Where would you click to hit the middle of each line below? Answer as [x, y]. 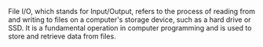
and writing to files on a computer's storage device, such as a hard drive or [130, 20]
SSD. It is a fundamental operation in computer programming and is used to [130, 28]
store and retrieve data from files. [62, 36]
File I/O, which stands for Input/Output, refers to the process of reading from [131, 11]
